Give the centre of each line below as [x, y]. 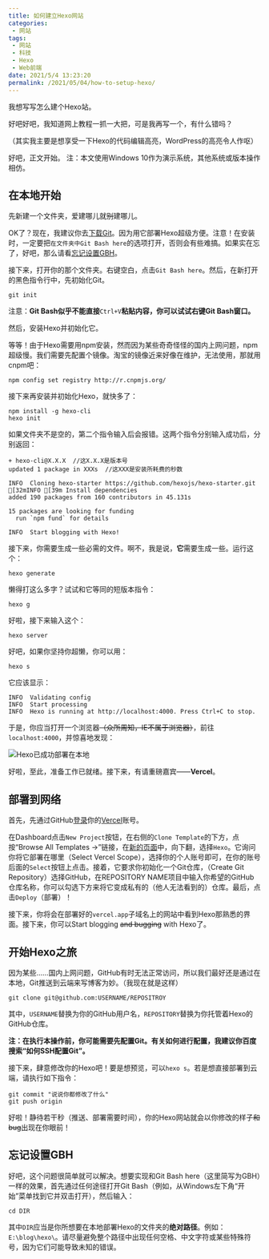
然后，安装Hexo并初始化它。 [55, 328]
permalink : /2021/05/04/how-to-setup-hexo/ [82, 82]
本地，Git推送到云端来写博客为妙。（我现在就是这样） [95, 983]
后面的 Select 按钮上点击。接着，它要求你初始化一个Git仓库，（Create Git [126, 867]
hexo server [28, 636]
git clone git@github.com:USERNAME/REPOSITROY [87, 998]
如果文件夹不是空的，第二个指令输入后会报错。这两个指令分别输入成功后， [131, 434]
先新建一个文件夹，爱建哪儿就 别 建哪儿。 [75, 216]
